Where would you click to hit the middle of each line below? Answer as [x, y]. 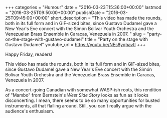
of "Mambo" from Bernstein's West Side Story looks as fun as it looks [77, 95]
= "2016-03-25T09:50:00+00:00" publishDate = [55, 13]
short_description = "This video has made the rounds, [106, 18]
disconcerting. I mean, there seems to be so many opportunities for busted [82, 100]
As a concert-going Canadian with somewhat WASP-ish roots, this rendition [83, 90]
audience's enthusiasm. [30, 111]
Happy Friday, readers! [29, 54]
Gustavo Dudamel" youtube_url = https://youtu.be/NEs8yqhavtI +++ [75, 44]
